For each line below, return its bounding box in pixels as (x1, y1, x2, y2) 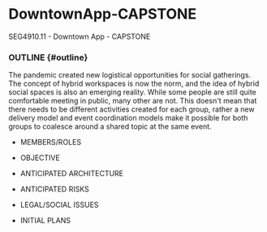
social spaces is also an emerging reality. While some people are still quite (8, 87, 257, 97)
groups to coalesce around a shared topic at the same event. (8, 122, 213, 132)
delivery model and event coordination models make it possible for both (8, 113, 248, 123)
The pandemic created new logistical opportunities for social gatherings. (8, 70, 252, 80)
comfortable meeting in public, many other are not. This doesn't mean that (8, 96, 257, 106)
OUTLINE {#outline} (8, 52, 88, 63)
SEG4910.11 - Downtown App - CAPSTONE (8, 32, 151, 41)
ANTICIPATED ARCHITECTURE (19, 169, 124, 179)
